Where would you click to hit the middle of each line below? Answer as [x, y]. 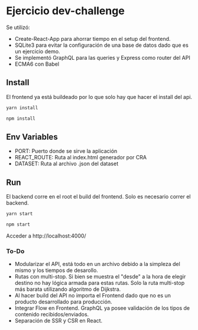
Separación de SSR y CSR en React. [59, 321]
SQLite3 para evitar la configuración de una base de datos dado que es [102, 45]
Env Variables [32, 137]
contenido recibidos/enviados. [52, 315]
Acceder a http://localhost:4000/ [46, 236]
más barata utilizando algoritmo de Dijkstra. [68, 289]
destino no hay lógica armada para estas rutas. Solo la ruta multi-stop [100, 283]
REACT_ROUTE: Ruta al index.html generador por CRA [80, 158]
